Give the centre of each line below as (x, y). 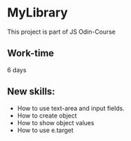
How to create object (47, 116)
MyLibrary (38, 13)
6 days (17, 69)
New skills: (31, 92)
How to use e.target (45, 130)
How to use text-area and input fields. (71, 108)
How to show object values (56, 122)
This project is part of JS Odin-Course (61, 32)
